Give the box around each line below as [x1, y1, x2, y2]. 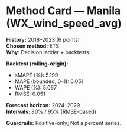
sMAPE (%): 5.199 [14, 71, 58, 78]
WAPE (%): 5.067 [14, 84, 57, 91]
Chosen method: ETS [6, 42, 60, 49]
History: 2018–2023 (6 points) [6, 36, 80, 43]
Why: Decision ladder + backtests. [6, 48, 91, 55]
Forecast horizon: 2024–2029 [6, 101, 80, 108]
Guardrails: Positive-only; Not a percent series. [6, 119, 122, 126]
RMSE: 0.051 [14, 90, 45, 97]
